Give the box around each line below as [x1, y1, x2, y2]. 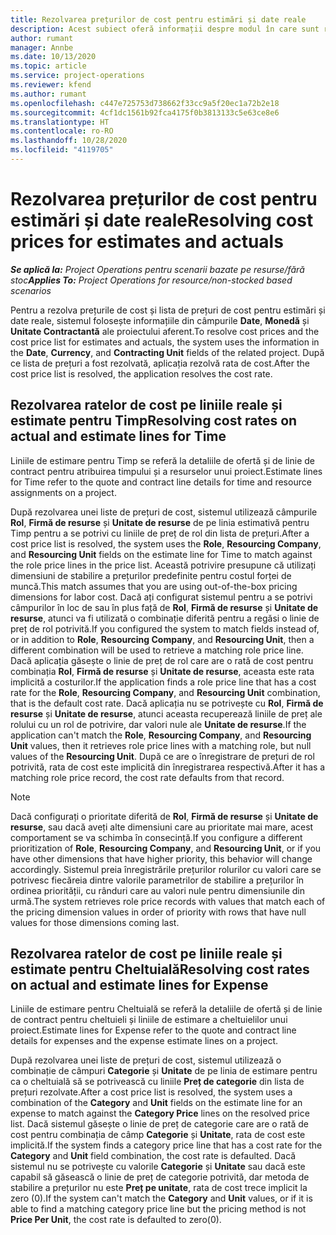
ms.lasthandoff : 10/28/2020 [10, 136, 128, 146]
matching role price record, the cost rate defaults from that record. [10, 771, 285, 783]
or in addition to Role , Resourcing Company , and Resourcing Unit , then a [10, 633, 315, 645]
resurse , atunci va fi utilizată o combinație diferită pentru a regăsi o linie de [10, 612, 320, 624]
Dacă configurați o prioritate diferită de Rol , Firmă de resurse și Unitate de [10, 810, 319, 822]
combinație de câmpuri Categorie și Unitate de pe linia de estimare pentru [10, 1065, 318, 1077]
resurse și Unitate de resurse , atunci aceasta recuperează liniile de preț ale [10, 707, 323, 720]
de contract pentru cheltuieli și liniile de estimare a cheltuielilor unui [10, 1014, 288, 1026]
